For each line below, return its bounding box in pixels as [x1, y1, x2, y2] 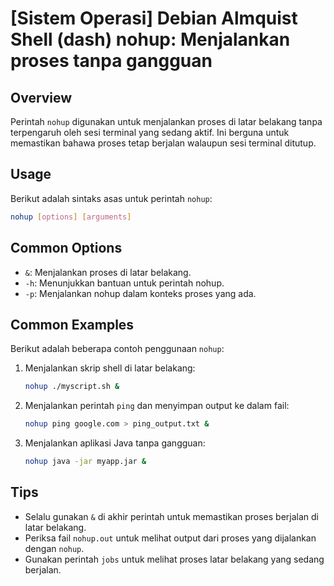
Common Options [10, 240, 123, 257]
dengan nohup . [24, 542, 85, 554]
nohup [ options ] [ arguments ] [10, 212, 132, 222]
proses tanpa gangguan [10, 50, 213, 72]
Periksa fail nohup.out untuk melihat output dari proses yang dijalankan [24, 532, 317, 544]
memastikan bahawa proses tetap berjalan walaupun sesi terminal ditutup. [10, 137, 317, 149]
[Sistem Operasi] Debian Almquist [10, 7, 298, 30]
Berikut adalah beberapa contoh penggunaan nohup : [10, 343, 225, 355]
